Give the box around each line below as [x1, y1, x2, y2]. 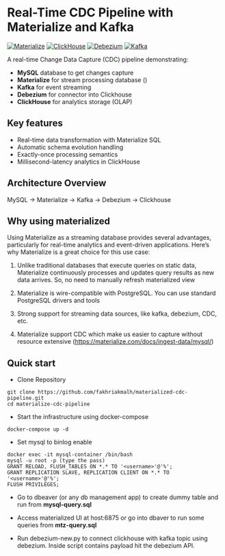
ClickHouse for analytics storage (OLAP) [16, 97, 133, 105]
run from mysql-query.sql [16, 501, 92, 509]
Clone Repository [16, 375, 66, 384]
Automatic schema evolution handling [16, 142, 124, 151]
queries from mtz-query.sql [16, 521, 97, 529]
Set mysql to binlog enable [16, 438, 92, 446]
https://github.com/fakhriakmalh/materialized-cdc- [37, 389, 188, 396]
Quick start [7, 357, 56, 369]
